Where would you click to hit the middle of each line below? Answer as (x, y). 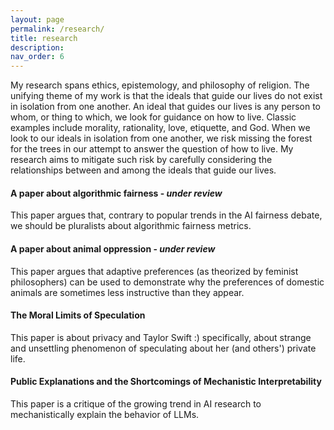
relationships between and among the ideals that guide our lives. (143, 170)
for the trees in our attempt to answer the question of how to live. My (152, 149)
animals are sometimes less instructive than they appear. (127, 292)
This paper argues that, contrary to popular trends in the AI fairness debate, (166, 215)
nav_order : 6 (37, 57)
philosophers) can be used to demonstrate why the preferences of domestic (167, 282)
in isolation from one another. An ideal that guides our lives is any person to (166, 107)
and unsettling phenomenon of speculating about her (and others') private (163, 348)
